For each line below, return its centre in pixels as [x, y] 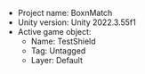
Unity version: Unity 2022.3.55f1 [77, 22]
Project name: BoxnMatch [65, 13]
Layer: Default [56, 60]
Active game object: [54, 32]
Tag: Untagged [58, 51]
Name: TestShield [63, 41]
